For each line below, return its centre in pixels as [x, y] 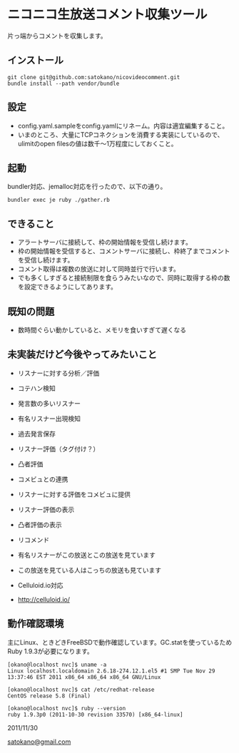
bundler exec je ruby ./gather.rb [59, 200]
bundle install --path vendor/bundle [63, 83]
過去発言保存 [36, 434]
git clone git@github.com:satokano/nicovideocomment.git [94, 77]
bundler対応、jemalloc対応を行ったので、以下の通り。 [87, 187]
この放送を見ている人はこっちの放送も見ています [90, 570]
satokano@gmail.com [39, 742]
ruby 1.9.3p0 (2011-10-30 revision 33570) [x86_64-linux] [95, 714]
